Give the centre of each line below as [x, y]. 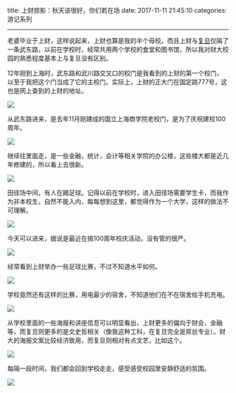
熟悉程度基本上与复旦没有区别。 [66, 58]
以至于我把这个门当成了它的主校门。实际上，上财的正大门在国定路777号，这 [117, 82]
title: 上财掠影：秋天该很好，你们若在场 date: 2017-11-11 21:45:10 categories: [117, 10]
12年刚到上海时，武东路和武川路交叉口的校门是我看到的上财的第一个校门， [115, 73]
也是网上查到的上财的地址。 [47, 91]
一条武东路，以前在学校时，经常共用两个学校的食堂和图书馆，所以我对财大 [115, 49]
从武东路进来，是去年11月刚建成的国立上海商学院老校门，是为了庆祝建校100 [117, 119]
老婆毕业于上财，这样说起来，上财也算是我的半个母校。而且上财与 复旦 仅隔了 [118, 40]
